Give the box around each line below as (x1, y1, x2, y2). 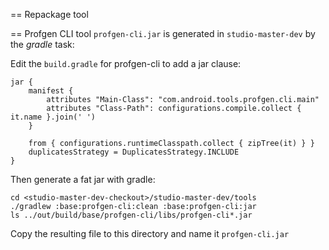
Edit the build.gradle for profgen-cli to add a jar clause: (10, 58, 242, 69)
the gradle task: (10, 39, 75, 50)
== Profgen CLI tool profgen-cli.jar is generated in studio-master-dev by (10, 28, 316, 39)
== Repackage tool (10, 9, 89, 20)
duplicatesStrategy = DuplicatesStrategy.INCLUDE (28, 147, 240, 157)
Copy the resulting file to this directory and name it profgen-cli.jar (10, 228, 290, 239)
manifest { (28, 86, 74, 96)
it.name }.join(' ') (10, 112, 97, 122)
